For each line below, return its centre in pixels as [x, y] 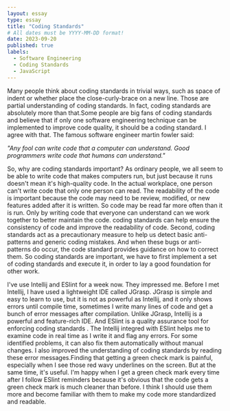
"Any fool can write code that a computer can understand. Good [99, 148]
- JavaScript [32, 71]
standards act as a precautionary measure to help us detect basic [100, 234]
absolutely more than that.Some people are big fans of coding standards [110, 113]
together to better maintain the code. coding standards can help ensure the [114, 220]
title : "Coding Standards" [46, 26]
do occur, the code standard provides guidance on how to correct [125, 249]
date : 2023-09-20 [32, 39]
